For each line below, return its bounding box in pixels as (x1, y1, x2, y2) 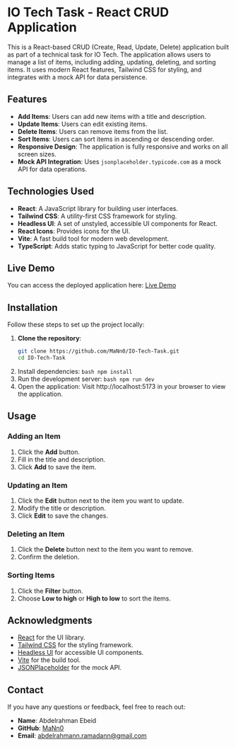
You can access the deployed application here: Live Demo (7, 281, 177, 290)
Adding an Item (7, 431, 61, 441)
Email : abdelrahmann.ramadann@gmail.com (17, 731, 147, 740)
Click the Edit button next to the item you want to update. (17, 496, 184, 505)
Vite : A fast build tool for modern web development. (17, 234, 170, 243)
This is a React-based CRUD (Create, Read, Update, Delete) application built (7, 42, 230, 51)
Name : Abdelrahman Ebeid (17, 717, 97, 725)
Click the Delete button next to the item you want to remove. (17, 545, 194, 554)
